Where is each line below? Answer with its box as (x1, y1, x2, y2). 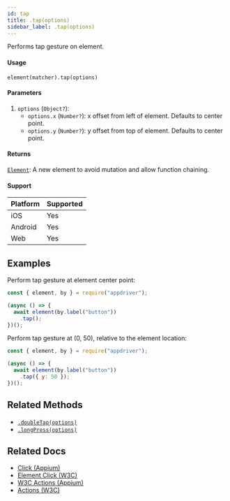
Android (10, 222, 37, 232)
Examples (7, 257, 51, 269)
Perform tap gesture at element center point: (7, 276, 136, 284)
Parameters (7, 89, 42, 97)
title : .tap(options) (7, 17, 70, 24)
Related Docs (7, 445, 66, 457)
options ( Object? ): (17, 104, 70, 112)
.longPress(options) (17, 426, 77, 433)
